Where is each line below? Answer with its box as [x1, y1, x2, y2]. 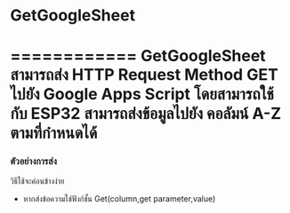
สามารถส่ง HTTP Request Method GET [10, 65, 278, 85]
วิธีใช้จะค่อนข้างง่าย [10, 175, 65, 186]
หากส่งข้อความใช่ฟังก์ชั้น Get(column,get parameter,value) [22, 193, 216, 204]
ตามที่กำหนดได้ [10, 123, 98, 143]
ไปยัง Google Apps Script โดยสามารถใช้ [10, 84, 275, 105]
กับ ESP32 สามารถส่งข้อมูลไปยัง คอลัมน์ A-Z [10, 104, 282, 124]
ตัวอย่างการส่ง [10, 155, 57, 168]
